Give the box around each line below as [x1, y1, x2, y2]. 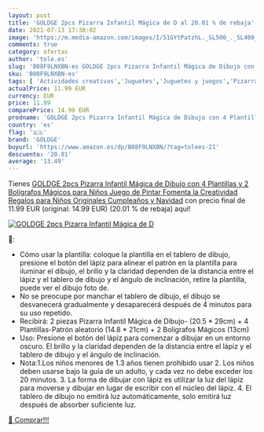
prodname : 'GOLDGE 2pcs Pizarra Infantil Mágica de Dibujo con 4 [8, 114, 226, 122]
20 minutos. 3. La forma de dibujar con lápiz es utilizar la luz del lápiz [19, 375, 244, 385]
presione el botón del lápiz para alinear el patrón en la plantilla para [19, 258, 237, 268]
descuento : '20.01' [8, 150, 72, 158]
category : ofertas [8, 48, 68, 56]
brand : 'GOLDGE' [8, 135, 61, 144]
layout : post [8, 11, 51, 20]
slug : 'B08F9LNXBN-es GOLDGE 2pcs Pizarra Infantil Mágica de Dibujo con [8, 63, 255, 71]
